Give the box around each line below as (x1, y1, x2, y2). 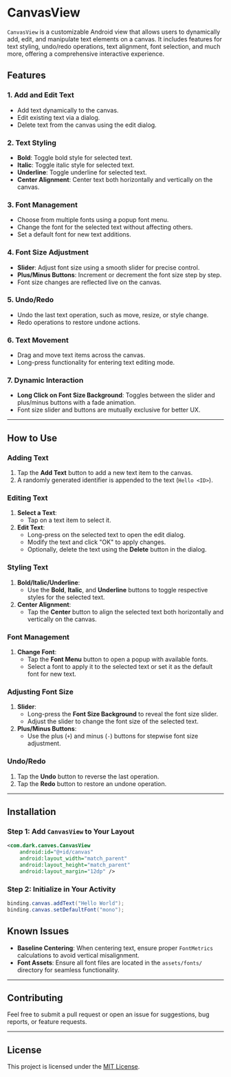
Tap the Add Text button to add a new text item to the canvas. (16, 469, 193, 477)
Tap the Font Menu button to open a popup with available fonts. (27, 655, 208, 663)
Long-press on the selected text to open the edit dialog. (27, 531, 186, 539)
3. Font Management (7, 200, 78, 210)
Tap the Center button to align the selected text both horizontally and (27, 607, 224, 616)
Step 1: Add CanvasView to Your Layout (7, 826, 135, 836)
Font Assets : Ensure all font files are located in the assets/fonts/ (16, 958, 203, 967)
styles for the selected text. (27, 593, 105, 601)
